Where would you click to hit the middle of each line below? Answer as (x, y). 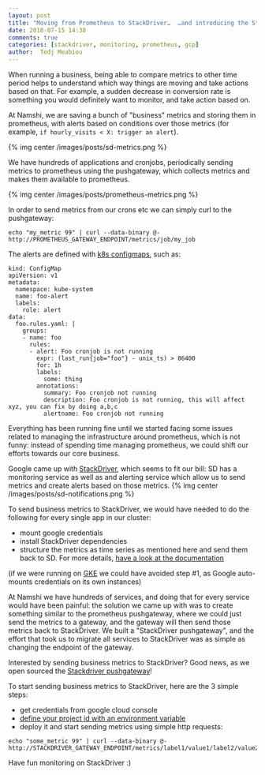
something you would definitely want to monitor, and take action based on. (129, 100)
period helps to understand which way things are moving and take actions (128, 83)
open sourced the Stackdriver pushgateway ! (80, 671)
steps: (18, 695)
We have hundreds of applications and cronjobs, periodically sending (121, 162)
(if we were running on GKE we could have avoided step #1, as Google (122, 573)
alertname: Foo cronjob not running (103, 414)
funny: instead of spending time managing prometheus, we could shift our (129, 445)
